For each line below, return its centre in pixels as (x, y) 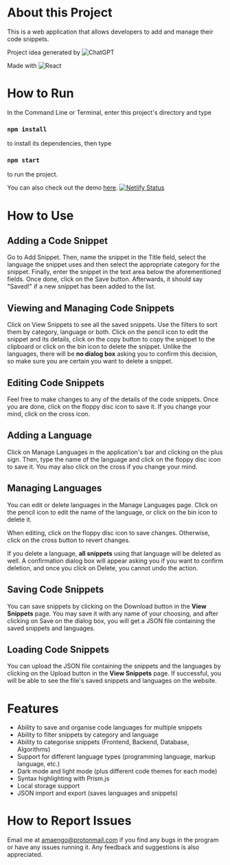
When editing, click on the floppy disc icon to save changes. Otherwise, (108, 532)
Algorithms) (34, 750)
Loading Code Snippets (58, 650)
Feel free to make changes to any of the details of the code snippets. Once (113, 399)
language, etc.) (38, 764)
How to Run (41, 93)
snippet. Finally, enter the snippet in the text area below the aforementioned (114, 272)
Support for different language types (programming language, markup (116, 756)
